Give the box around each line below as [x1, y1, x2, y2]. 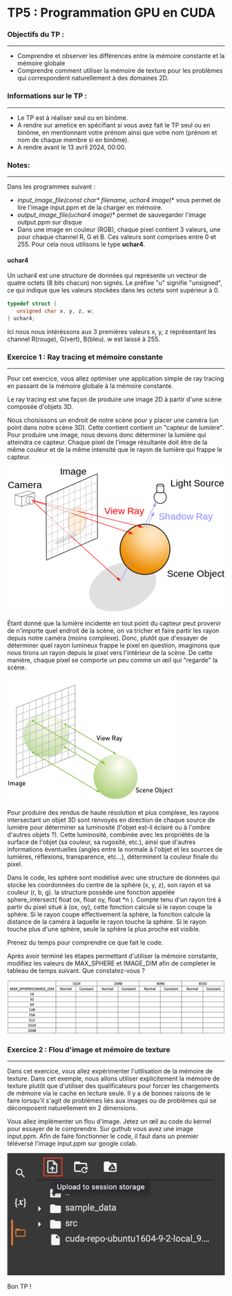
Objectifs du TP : [7, 30, 64, 40]
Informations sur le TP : [7, 91, 88, 101]
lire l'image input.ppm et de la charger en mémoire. [17, 203, 163, 212]
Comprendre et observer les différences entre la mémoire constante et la [17, 52, 225, 60]
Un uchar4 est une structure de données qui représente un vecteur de [7, 272, 207, 280]
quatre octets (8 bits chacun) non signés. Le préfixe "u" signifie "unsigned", [7, 279, 222, 287]
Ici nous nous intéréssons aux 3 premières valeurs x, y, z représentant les [7, 327, 216, 335]
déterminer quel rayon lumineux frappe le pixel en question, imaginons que [7, 641, 221, 649]
